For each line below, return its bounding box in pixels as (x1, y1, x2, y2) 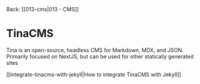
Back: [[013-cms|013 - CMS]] (6, 6, 80, 13)
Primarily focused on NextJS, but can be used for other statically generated (6, 53, 194, 60)
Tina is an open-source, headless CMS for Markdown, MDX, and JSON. (6, 46, 184, 53)
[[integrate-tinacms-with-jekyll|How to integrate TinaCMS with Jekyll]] (6, 71, 182, 78)
